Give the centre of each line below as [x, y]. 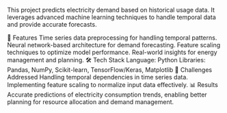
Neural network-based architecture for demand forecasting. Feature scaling [114, 45]
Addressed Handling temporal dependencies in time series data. [97, 77]
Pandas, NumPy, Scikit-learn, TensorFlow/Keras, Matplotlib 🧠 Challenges [110, 70]
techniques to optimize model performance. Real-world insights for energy [112, 52]
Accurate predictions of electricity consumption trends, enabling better [107, 95]
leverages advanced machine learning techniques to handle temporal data [112, 17]
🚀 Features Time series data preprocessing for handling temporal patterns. [112, 38]
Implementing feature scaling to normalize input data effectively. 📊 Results [113, 85]
